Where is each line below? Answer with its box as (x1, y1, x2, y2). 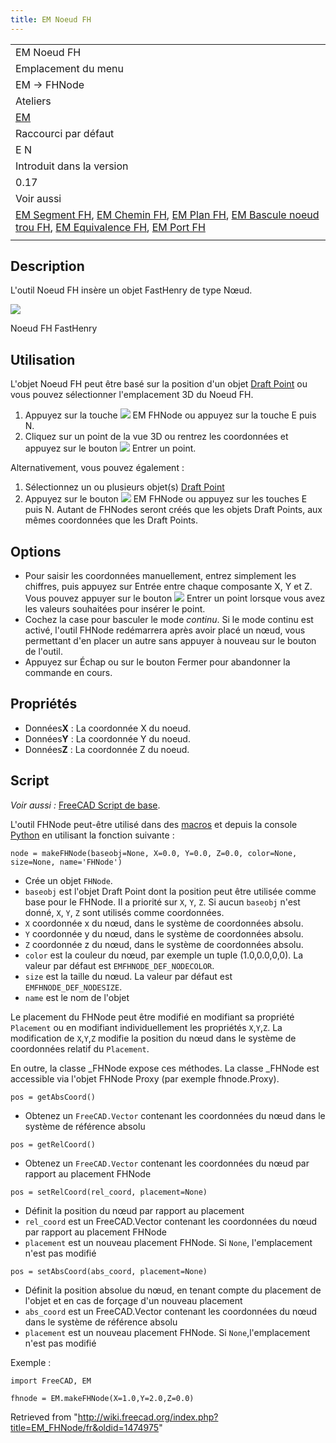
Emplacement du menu (15, 61, 124, 75)
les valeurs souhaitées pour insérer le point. (24, 603, 206, 615)
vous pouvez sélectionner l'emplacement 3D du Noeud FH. (10, 389, 254, 401)
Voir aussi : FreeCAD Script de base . (10, 799, 161, 811)
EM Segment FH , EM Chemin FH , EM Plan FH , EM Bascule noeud (15, 207, 320, 221)
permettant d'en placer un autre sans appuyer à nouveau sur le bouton (24, 635, 317, 647)
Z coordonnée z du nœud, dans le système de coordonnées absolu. (24, 938, 304, 950)
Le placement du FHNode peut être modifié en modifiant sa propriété (10, 1011, 295, 1023)
